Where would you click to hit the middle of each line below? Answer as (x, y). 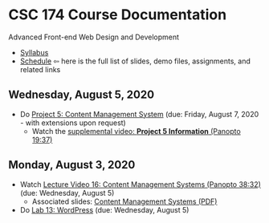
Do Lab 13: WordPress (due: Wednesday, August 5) (104, 209)
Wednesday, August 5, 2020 (82, 95)
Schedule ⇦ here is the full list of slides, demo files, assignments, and (135, 61)
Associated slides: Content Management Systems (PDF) (124, 201)
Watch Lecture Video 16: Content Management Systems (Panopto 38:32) (140, 184)
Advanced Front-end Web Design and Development (94, 37)
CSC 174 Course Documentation (118, 15)
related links (40, 69)
